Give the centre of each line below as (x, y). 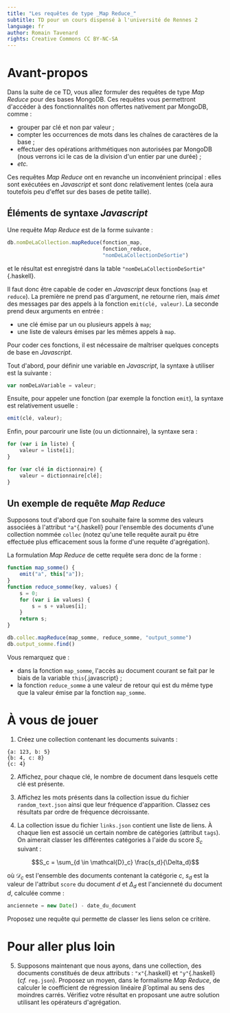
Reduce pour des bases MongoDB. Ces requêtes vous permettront (101, 100)
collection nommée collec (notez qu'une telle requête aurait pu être (103, 535)
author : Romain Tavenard (43, 33)
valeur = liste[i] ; (47, 451)
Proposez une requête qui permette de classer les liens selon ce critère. (109, 919)
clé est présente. (41, 783)
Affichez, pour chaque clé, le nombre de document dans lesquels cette (117, 777)
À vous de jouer (53, 720)
